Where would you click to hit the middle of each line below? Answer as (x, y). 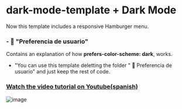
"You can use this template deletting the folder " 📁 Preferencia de (93, 65)
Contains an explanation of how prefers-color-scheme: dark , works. (89, 54)
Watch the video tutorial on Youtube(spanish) (72, 87)
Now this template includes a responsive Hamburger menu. (78, 26)
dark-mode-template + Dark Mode (91, 10)
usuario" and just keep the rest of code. (62, 72)
